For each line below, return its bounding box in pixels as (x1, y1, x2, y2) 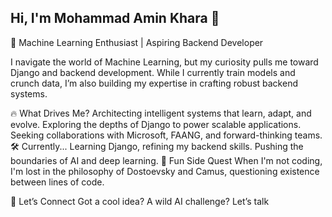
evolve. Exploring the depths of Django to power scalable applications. (10, 118, 302, 130)
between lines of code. (10, 176, 105, 188)
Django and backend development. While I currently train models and (10, 66, 296, 78)
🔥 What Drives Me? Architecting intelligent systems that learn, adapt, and (10, 107, 312, 119)
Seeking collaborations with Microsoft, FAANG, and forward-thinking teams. (10, 129, 323, 141)
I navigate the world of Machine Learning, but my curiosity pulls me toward (10, 56, 319, 68)
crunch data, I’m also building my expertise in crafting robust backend (10, 77, 298, 89)
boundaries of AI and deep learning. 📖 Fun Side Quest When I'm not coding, (10, 154, 323, 166)
